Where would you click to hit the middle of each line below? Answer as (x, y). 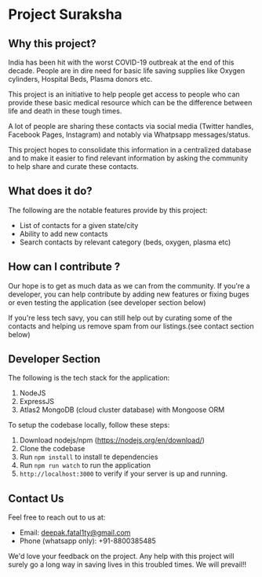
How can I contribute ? (64, 267)
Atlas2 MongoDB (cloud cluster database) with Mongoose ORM (122, 410)
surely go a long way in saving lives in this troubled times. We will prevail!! (127, 564)
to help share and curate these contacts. (73, 166)
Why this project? (52, 44)
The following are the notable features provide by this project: (108, 210)
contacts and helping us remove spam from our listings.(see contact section (131, 326)
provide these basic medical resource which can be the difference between (130, 103)
